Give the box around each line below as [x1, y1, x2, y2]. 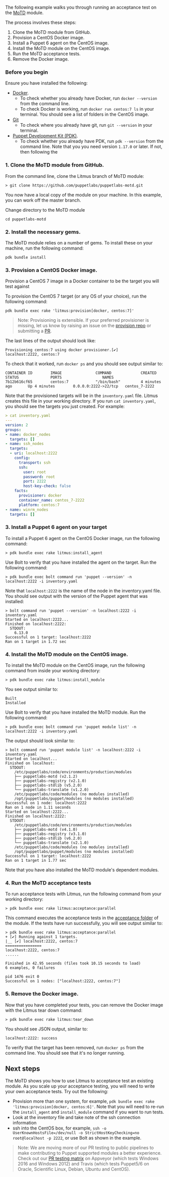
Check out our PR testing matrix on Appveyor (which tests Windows [17, 1155, 159, 1161]
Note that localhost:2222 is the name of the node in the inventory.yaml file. [5, 587, 161, 594]
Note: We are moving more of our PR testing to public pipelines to [17, 1145, 154, 1151]
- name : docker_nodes [5, 432, 51, 437]
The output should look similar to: [5, 738, 75, 744]
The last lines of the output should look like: [5, 338, 96, 344]
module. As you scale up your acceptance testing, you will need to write [5, 1083, 155, 1089]
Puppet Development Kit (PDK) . [12, 133, 78, 139]
